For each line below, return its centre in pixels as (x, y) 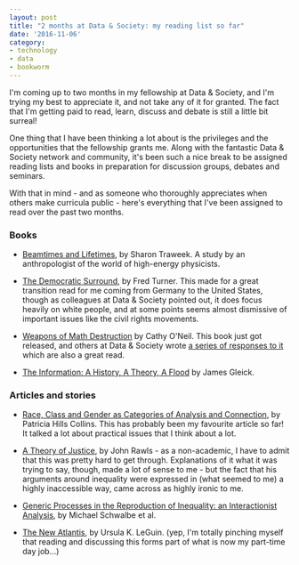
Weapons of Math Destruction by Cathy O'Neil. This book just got (142, 336)
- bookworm (29, 68)
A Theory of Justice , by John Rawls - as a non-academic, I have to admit (156, 451)
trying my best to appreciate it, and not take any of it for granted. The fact (144, 101)
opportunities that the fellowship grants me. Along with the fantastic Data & (147, 147)
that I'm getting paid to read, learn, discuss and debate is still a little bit (139, 111)
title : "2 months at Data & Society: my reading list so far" (127, 26)
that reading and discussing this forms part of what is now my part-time (154, 542)
